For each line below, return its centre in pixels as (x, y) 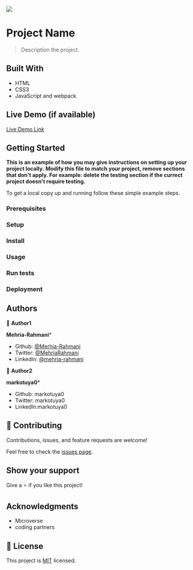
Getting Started (36, 148)
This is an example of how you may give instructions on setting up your (97, 163)
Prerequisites (26, 209)
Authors (22, 309)
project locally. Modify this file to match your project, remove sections (96, 169)
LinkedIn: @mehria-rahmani (49, 359)
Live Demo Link (25, 129)
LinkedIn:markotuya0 (41, 406)
